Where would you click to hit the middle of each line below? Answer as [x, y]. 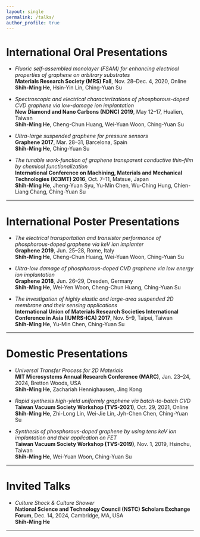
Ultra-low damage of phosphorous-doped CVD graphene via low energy [104, 268]
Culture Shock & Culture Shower [54, 503]
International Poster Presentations [93, 221]
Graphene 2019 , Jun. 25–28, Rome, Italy [65, 251]
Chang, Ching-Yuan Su [58, 192]
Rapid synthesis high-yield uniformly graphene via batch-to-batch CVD [103, 401]
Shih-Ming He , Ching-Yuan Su [52, 149]
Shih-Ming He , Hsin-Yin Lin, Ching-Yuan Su [68, 88]
